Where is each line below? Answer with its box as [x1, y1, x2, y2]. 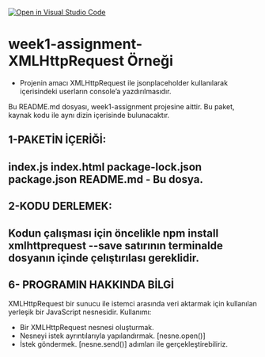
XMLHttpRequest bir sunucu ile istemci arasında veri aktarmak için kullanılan [8, 299, 257, 309]
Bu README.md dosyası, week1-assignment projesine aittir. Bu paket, [8, 101, 235, 111]
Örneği [127, 52, 174, 70]
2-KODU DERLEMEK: [8, 199, 112, 213]
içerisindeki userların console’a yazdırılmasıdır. [19, 86, 172, 96]
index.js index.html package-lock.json [8, 160, 203, 173]
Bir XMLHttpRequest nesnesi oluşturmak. [19, 323, 154, 332]
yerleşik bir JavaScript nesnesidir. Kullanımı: [8, 307, 152, 317]
